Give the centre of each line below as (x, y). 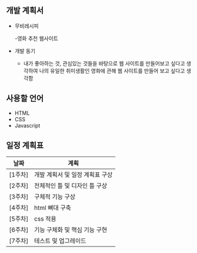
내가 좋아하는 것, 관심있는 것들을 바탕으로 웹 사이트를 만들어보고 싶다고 (104, 63)
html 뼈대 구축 (53, 208)
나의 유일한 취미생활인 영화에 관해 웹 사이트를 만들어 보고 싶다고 (112, 71)
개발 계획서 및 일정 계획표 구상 (74, 175)
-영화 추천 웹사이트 (36, 38)
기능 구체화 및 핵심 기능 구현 (71, 230)
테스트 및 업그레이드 (60, 241)
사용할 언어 (25, 99)
